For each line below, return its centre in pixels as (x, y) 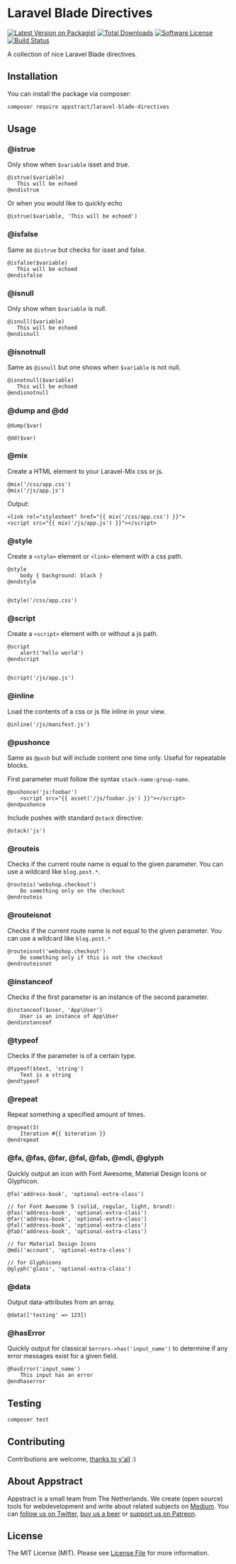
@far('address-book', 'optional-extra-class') (77, 1219)
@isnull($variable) (36, 322)
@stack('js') (27, 830)
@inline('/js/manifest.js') (49, 724)
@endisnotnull (28, 393)
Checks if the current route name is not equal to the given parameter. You (114, 931)
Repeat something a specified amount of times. (76, 1114)
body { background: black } (61, 576)
